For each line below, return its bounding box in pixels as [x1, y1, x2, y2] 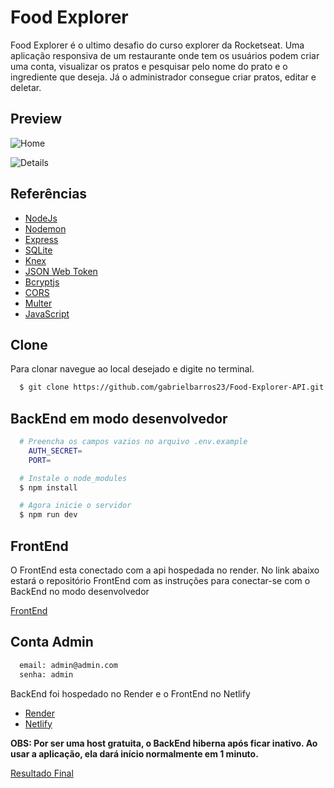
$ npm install [19, 482, 78, 493]
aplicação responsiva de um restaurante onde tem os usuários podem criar [10, 49, 320, 61]
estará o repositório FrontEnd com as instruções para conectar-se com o [10, 575, 311, 586]
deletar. [10, 81, 42, 93]
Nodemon [24, 222, 67, 235]
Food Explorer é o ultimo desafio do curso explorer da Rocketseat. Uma [10, 39, 305, 51]
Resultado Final [10, 767, 74, 779]
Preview [10, 111, 63, 128]
